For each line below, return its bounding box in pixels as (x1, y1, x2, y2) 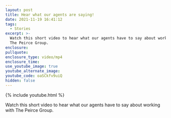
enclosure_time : (5, 59, 40, 64)
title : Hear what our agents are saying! (5, 12, 95, 17)
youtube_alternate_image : (5, 69, 60, 74)
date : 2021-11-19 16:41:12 (5, 17, 63, 22)
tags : (5, 21, 17, 27)
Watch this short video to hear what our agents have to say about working (5, 102, 160, 108)
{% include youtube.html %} (5, 92, 65, 98)
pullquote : (5, 50, 28, 55)
